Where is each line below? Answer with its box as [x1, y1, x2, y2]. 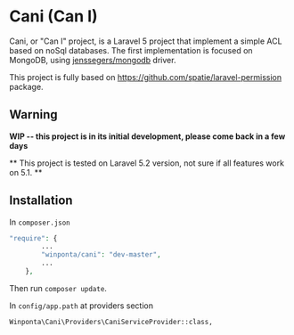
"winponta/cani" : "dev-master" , [41, 250, 162, 259]
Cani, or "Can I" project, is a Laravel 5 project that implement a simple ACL [9, 36, 282, 46]
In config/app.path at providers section [9, 300, 154, 311]
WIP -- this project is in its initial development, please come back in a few [9, 131, 286, 142]
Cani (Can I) [9, 6, 98, 27]
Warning [9, 107, 58, 122]
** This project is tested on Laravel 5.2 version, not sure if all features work [9, 158, 285, 168]
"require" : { [9, 233, 58, 242]
